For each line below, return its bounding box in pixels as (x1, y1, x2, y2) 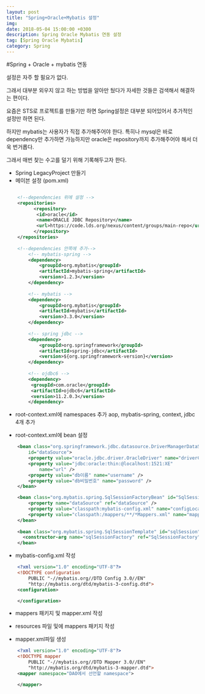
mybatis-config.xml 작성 (15, 552, 76, 559)
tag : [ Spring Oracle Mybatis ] (6, 37, 84, 43)
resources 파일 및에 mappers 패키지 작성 (15, 622, 115, 630)
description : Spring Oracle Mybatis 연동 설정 (6, 32, 122, 38)
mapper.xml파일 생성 (15, 635, 67, 643)
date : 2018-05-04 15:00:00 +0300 (6, 26, 92, 32)
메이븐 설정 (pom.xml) (15, 177, 69, 184)
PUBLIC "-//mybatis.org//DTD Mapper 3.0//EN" (28, 659, 146, 665)
